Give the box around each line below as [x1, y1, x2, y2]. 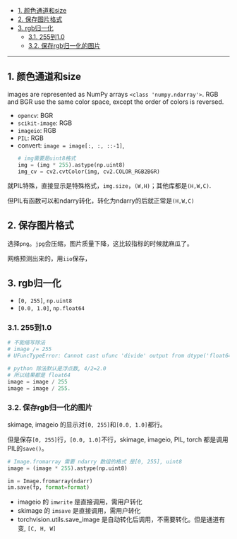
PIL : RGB [17, 134, 44, 142]
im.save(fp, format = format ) [7, 484, 90, 491]
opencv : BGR [17, 111, 54, 119]
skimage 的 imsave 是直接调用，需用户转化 [17, 507, 141, 515]
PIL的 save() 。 [7, 444, 48, 452]
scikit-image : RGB [17, 119, 73, 127]
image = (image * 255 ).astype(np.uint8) [7, 465, 128, 472]
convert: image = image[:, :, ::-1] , [17, 141, 125, 150]
